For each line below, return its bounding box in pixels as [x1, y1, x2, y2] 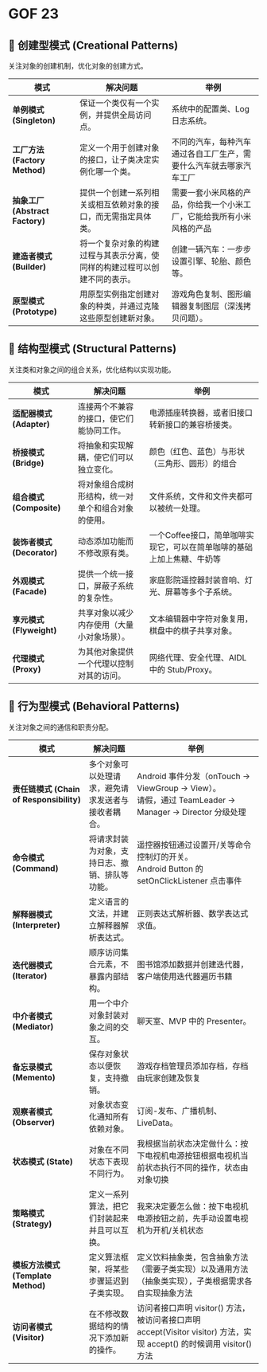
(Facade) [12, 586, 48, 597]
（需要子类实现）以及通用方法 [136, 1264, 249, 1275]
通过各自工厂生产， [171, 148, 244, 159]
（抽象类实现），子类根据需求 [136, 1276, 245, 1287]
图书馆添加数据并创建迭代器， [136, 958, 249, 970]
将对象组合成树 [78, 479, 134, 490]
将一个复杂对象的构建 [79, 238, 160, 249]
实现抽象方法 [144, 1288, 193, 1299]
